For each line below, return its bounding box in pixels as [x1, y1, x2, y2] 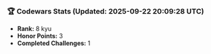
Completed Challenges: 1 [16, 39, 91, 47]
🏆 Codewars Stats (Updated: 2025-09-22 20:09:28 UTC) [7, 6, 204, 16]
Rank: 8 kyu [16, 25, 52, 33]
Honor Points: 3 [16, 32, 63, 40]
